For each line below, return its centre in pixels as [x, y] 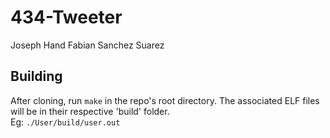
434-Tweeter [66, 17]
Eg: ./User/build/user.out [65, 122]
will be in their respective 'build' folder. [90, 111]
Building [36, 76]
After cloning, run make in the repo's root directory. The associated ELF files [165, 100]
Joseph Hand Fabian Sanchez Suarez [87, 45]
